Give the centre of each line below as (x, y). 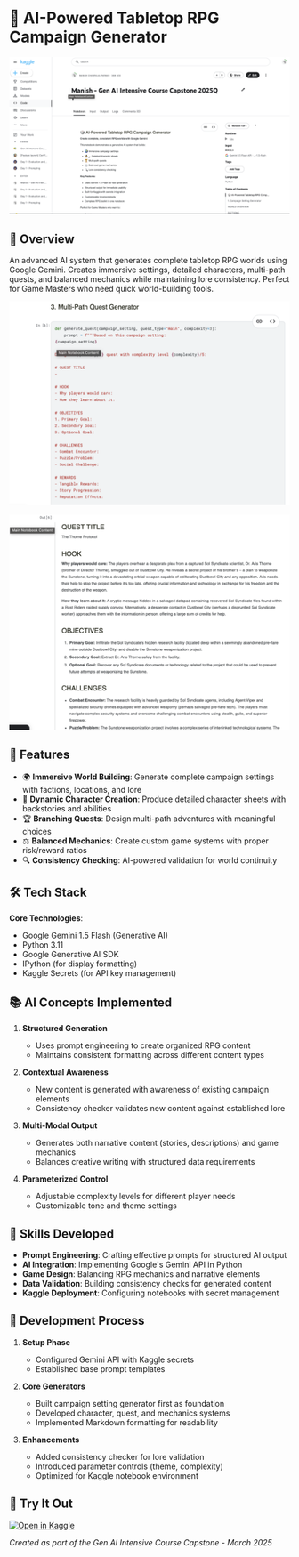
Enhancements (51, 1440)
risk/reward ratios (54, 850)
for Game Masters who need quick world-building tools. (112, 289)
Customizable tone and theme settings (106, 1206)
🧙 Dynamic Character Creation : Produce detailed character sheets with (154, 799)
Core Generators (54, 1386)
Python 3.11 (43, 945)
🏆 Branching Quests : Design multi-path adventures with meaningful (149, 819)
